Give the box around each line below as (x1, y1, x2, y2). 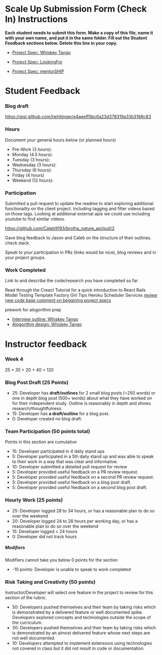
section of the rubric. (5, 594, 47, 601)
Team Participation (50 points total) (5, 428, 90, 435)
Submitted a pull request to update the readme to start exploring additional (5, 201, 154, 207)
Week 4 (5, 356, 24, 362)
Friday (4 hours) (12, 172, 44, 178)
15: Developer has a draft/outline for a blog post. (12, 411, 110, 416)
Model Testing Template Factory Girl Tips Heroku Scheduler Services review (5, 293, 157, 298)
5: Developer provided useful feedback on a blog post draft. (12, 480, 132, 485)
